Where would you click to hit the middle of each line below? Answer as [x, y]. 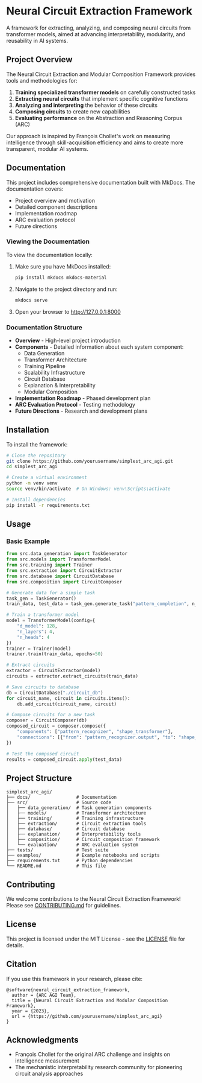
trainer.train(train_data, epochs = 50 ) [55, 654]
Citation [22, 964]
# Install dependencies [36, 500]
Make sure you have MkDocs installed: [63, 266]
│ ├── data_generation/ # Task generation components [79, 808]
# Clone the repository [36, 456]
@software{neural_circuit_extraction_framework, [68, 990]
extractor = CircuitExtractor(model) [54, 671]
